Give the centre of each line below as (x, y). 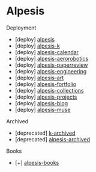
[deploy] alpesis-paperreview (51, 65)
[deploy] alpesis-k (37, 46)
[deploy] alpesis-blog (41, 103)
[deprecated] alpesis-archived (52, 139)
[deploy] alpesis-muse (43, 109)
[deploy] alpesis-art (39, 78)
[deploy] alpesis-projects (46, 97)
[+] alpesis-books (37, 162)
